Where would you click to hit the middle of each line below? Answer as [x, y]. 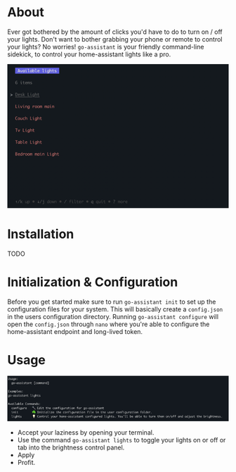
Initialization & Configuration [93, 282]
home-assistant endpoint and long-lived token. [75, 332]
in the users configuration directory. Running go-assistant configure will [113, 317]
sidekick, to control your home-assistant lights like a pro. [89, 54]
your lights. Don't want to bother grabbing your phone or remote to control [115, 39]
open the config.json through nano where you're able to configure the [109, 324]
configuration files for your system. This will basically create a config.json [115, 309]
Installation [41, 234]
